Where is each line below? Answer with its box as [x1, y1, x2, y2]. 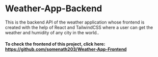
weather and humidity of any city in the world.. [5, 29, 100, 35]
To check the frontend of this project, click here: [5, 41, 105, 47]
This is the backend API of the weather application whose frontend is [5, 19, 145, 25]
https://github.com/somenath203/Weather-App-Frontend [5, 46, 127, 52]
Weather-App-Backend [5, 3, 102, 14]
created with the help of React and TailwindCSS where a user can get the [5, 24, 153, 30]
